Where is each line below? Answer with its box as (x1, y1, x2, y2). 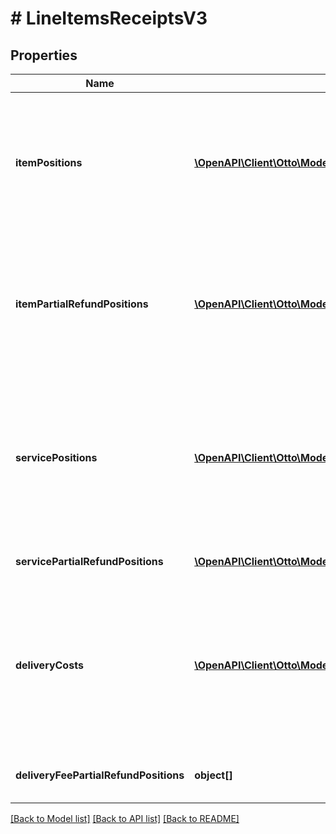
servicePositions (15, 451, 98, 464)
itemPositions (15, 156, 83, 169)
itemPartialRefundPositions (15, 297, 149, 311)
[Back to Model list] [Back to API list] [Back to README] (10, 813, 240, 824)
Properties (10, 47, 78, 64)
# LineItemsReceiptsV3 (10, 7, 208, 30)
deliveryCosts (15, 658, 84, 672)
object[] (194, 768, 233, 782)
